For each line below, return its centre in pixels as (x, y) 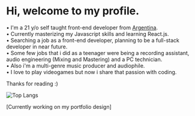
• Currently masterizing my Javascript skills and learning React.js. (88, 33)
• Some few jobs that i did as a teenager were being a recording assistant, (98, 53)
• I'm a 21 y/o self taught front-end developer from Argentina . (82, 28)
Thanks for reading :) (32, 83)
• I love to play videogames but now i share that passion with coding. (91, 72)
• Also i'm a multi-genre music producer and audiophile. (76, 65)
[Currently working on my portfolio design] (59, 106)
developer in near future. (37, 47)
